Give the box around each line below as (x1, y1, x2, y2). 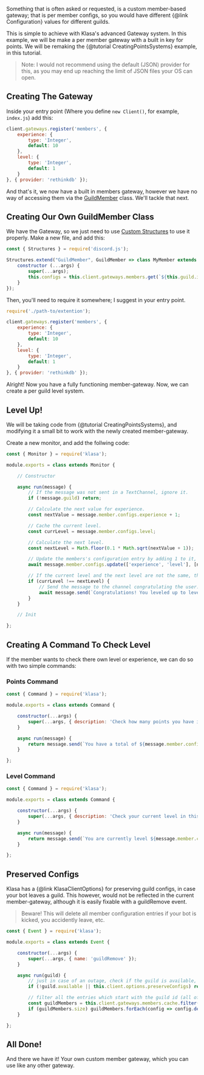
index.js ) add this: (6, 114, 53, 121)
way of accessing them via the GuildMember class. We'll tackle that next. (6, 194, 189, 201)
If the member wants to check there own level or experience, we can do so (6, 656, 194, 663)
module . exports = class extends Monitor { (6, 462, 115, 468)
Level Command (6, 772, 56, 780)
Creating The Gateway (6, 91, 93, 102)
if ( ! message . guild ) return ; (28, 495, 102, 501)
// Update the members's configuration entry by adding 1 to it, (28, 556, 197, 562)
